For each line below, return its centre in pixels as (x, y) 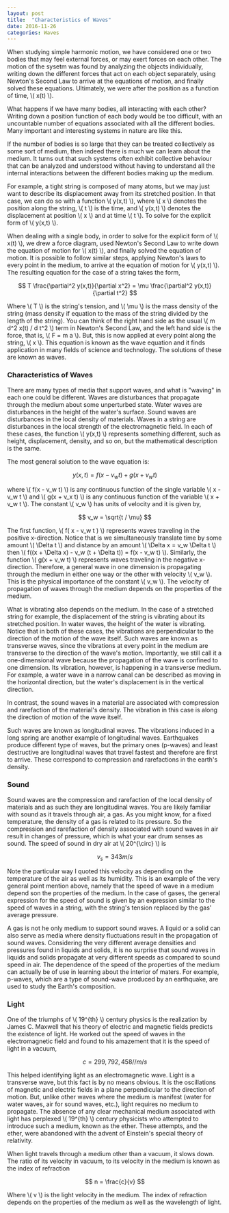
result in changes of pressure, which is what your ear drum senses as (105, 836)
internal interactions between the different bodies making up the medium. (110, 173)
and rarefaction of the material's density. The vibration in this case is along (112, 710)
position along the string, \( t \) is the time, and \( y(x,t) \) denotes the (104, 208)
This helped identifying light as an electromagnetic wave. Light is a (101, 1075)
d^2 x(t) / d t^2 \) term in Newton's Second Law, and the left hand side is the (114, 328)
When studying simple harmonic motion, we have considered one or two (109, 52)
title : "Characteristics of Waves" (59, 20)
